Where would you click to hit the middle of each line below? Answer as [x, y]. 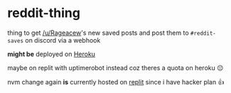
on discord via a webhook [63, 40]
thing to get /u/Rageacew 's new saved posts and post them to [98, 33]
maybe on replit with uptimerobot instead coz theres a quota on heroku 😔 [116, 67]
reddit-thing [44, 13]
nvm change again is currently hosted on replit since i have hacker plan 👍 [116, 82]
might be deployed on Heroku [52, 54]
